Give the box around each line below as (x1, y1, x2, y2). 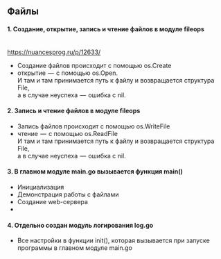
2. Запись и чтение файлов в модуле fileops (7, 107, 141, 115)
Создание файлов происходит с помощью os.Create (17, 61, 172, 69)
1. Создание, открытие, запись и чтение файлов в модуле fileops (7, 24, 204, 33)
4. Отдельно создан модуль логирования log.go (7, 221, 154, 229)
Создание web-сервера (17, 198, 89, 206)
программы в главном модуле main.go (17, 244, 133, 252)
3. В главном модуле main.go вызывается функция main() (7, 167, 184, 176)
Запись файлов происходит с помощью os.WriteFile (17, 122, 170, 131)
